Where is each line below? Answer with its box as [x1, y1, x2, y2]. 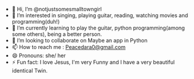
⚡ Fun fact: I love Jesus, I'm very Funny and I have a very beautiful [11, 59, 175, 65]
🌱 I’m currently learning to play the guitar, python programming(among [11, 24, 185, 31]
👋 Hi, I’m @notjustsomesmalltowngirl [11, 6, 102, 12]
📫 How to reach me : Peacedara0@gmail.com [11, 44, 126, 50]
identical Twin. [11, 67, 48, 74]
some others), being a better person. [11, 31, 102, 38]
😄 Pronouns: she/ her [11, 52, 66, 59]
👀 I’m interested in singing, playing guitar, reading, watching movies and [11, 12, 189, 19]
